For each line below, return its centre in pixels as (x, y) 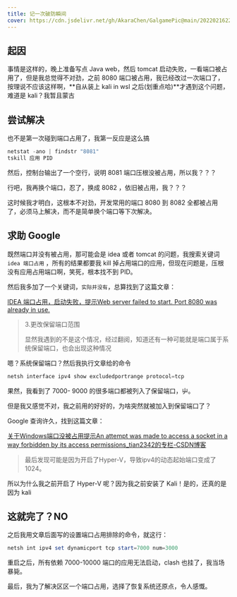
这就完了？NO (38, 516)
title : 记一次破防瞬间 (37, 14)
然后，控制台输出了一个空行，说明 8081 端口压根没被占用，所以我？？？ (112, 172)
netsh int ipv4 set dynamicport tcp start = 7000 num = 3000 (93, 548)
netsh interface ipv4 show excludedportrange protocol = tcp (96, 376)
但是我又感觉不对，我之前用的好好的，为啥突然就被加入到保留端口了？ (109, 406)
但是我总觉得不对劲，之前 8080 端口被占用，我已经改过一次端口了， (125, 78)
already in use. (29, 309)
